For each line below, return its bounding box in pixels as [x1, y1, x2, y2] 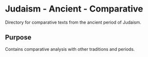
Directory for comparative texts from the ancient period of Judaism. [5, 19, 142, 25]
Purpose [5, 33, 32, 42]
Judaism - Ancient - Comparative [5, 3, 143, 14]
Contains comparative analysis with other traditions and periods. [5, 46, 135, 52]
